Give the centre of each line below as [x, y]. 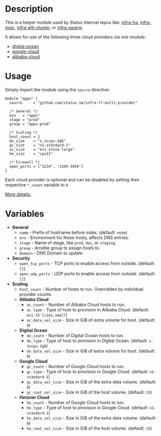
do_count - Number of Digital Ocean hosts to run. [75, 335]
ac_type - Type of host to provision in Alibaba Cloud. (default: [88, 309]
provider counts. [36, 294]
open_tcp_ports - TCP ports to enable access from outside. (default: [87, 263]
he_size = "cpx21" [31, 154]
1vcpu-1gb [36, 346]
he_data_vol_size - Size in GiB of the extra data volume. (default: [91, 418]
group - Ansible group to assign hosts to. [60, 248]
